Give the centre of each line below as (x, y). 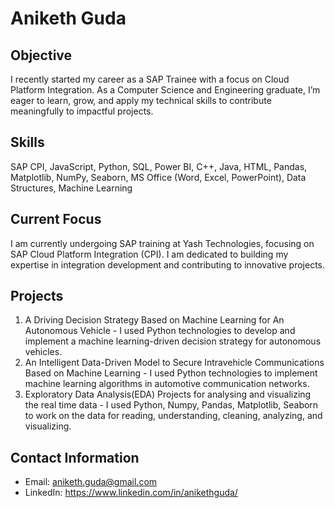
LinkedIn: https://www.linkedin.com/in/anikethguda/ (131, 493)
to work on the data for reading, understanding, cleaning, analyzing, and (173, 416)
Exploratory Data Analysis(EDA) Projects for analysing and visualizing (168, 394)
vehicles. (43, 352)
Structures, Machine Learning (71, 188)
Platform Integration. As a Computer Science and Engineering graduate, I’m (165, 90)
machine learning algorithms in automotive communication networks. (167, 384)
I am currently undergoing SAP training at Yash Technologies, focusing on (162, 243)
